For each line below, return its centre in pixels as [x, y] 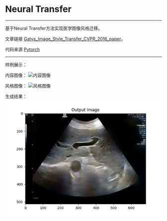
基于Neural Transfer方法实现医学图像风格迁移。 [54, 28]
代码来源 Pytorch [23, 49]
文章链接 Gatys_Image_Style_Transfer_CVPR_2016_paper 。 [65, 39]
